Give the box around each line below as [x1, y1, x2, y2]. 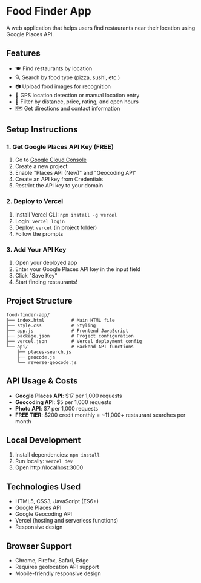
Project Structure [6, 296, 73, 306]
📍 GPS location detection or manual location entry [15, 91, 140, 99]
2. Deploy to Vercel [6, 197, 64, 206]
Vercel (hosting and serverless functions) [15, 517, 119, 524]
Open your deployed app [15, 259, 77, 267]
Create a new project [15, 163, 68, 170]
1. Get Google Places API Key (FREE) [6, 143, 114, 151]
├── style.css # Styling [6, 322, 96, 328]
